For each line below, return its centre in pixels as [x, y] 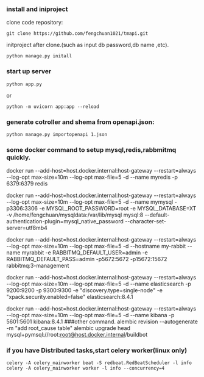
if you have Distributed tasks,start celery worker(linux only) [97, 351]
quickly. [19, 157]
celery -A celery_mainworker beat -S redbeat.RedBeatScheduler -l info [99, 363]
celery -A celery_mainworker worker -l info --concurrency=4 [86, 368]
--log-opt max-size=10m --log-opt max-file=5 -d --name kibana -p [90, 315]
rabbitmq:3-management [38, 266]
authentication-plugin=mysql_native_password [65, 221]
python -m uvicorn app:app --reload [53, 106]
